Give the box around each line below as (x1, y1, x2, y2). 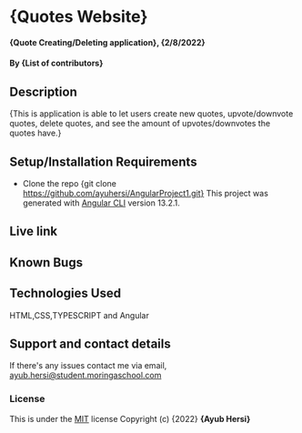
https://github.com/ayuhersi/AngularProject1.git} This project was (22, 188, 268, 198)
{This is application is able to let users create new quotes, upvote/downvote (9, 108, 294, 119)
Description (9, 84, 77, 99)
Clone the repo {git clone (22, 178, 116, 188)
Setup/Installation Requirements (9, 154, 197, 169)
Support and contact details (9, 336, 171, 351)
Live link (9, 224, 57, 239)
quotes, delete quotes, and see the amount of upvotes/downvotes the (9, 118, 271, 129)
